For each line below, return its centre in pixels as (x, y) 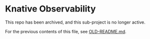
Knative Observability (50, 9)
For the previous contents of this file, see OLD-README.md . (66, 31)
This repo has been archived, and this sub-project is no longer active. (75, 22)
